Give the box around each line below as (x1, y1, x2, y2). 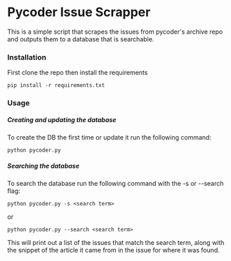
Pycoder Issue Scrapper (7, 4, 151, 20)
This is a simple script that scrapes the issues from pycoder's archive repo (7, 27, 223, 36)
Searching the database (7, 161, 79, 170)
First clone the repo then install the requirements (7, 68, 148, 77)
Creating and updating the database (7, 115, 117, 123)
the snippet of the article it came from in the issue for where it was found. (7, 246, 220, 255)
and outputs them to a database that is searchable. (7, 34, 154, 43)
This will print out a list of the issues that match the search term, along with (7, 239, 225, 247)
